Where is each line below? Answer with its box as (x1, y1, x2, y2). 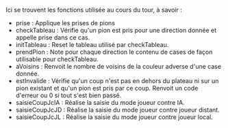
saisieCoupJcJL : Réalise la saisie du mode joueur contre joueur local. (15, 113, 213, 121)
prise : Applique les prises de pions (15, 19, 115, 27)
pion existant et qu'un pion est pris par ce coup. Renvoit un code (15, 84, 199, 92)
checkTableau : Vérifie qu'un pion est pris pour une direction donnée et (15, 27, 217, 34)
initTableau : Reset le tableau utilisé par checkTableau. (15, 41, 169, 48)
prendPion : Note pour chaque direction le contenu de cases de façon (15, 48, 213, 56)
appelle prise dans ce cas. (15, 33, 90, 42)
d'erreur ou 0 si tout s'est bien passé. (15, 91, 122, 99)
